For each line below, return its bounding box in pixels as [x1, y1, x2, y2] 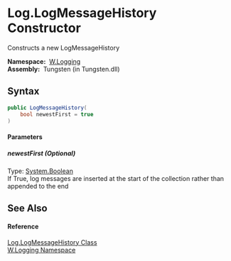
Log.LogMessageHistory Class [7, 238, 97, 246]
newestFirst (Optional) [7, 149, 76, 157]
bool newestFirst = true [20, 111, 94, 118]
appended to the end [7, 182, 69, 190]
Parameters [7, 133, 43, 141]
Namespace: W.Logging [7, 57, 81, 65]
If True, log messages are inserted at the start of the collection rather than [7, 174, 225, 182]
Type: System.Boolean [7, 167, 73, 175]
